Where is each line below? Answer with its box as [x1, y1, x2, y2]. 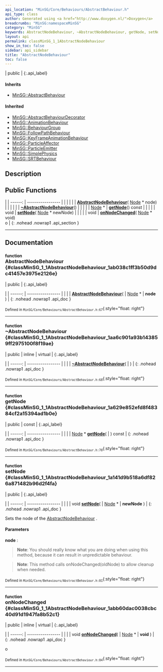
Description [5, 170, 41, 178]
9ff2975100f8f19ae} [5, 340, 54, 347]
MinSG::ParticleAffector [12, 140, 60, 146]
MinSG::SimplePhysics [12, 150, 57, 156]
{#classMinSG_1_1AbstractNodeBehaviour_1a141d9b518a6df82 [5, 474, 156, 481]
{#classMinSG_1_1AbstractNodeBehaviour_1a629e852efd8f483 [5, 404, 158, 411]
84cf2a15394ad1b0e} [5, 410, 57, 417]
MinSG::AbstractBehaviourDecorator [12, 114, 86, 120]
